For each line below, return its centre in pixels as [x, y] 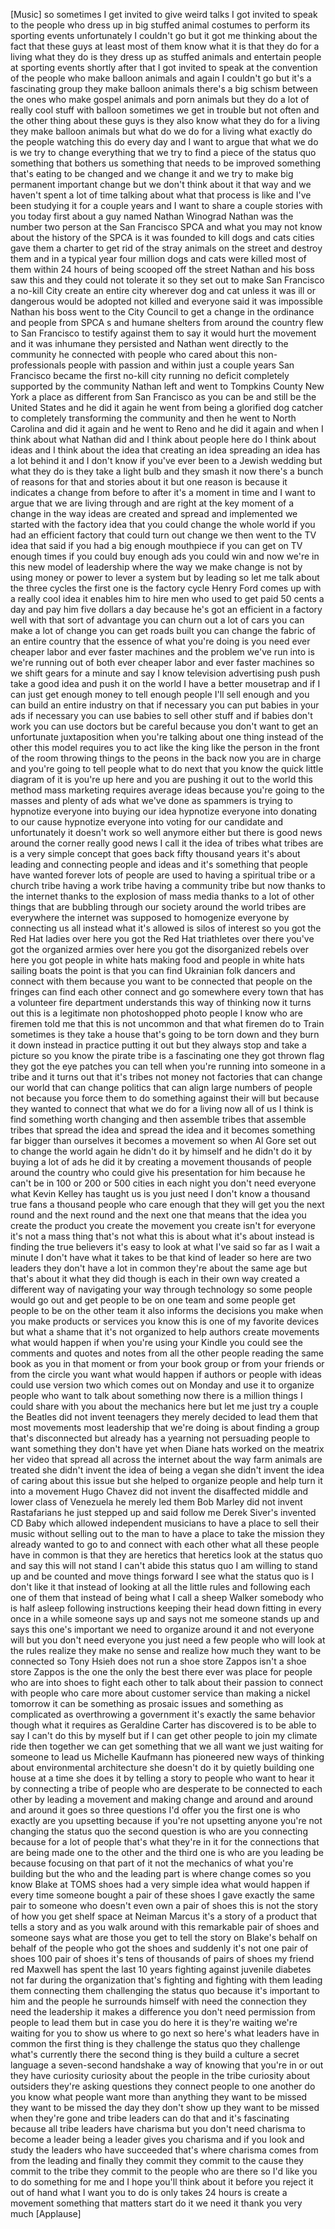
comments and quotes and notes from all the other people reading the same [167, 1353]
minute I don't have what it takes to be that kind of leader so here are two [161, 1257]
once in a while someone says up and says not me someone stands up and [165, 1618]
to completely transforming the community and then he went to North [153, 418]
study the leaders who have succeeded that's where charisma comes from [164, 2150]
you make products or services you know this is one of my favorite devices [165, 1321]
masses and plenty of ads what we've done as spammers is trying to [151, 800]
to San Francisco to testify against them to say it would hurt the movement [163, 333]
